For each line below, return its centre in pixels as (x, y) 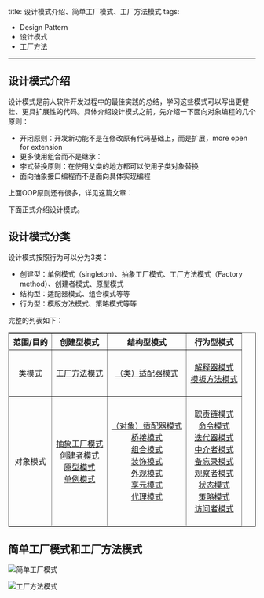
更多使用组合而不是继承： (61, 156)
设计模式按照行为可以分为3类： (59, 257)
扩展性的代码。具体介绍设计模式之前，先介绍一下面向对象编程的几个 (145, 111)
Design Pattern (44, 27)
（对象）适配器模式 (147, 425)
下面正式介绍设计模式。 (46, 209)
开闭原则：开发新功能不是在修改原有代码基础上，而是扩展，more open (133, 138)
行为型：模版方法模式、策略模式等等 (78, 303)
